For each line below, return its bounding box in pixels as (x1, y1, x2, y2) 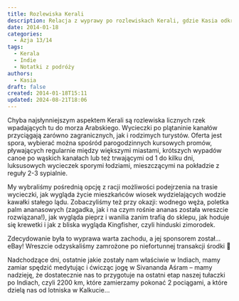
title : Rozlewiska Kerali (7, 10, 84, 18)
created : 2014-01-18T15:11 (7, 90, 87, 97)
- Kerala (14, 51, 40, 58)
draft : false (7, 83, 46, 90)
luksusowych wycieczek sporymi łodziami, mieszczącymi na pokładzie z (7, 162, 220, 169)
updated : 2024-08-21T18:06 (7, 97, 87, 104)
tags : (7, 43, 23, 51)
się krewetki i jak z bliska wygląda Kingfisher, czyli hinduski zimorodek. (7, 221, 216, 228)
